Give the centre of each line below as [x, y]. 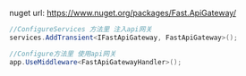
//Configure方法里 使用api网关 [63, 54]
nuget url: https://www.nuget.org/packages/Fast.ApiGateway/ [123, 13]
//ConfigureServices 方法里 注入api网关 [81, 30]
